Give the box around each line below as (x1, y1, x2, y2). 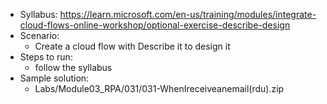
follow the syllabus (34, 62, 113, 73)
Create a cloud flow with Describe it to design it (34, 40, 231, 52)
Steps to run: (19, 51, 73, 63)
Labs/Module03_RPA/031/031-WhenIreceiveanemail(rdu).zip (34, 83, 285, 94)
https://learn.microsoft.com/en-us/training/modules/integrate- (59, 9, 317, 20)
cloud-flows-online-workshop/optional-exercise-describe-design (19, 19, 291, 31)
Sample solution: (19, 72, 90, 84)
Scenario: (19, 30, 60, 41)
